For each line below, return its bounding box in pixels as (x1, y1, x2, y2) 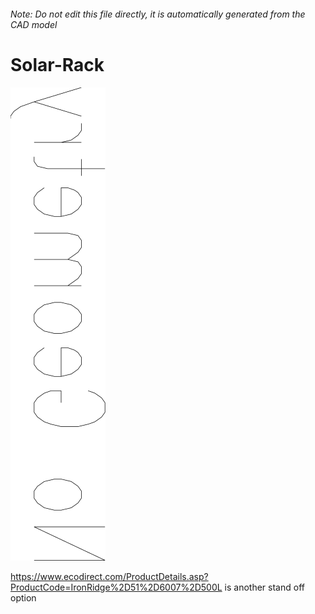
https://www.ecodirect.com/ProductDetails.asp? (10, 570, 209, 582)
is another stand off (224, 581, 305, 593)
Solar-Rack (10, 53, 105, 76)
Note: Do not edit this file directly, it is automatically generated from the (10, 8, 306, 20)
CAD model (10, 18, 58, 30)
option (10, 591, 37, 604)
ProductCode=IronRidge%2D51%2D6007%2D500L (10, 581, 223, 593)
